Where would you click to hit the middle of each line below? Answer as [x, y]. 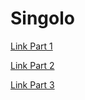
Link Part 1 [31, 46]
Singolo [42, 18]
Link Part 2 [32, 65]
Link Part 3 [32, 84]
